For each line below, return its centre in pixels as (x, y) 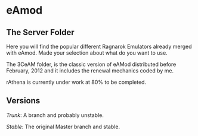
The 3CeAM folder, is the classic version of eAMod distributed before (91, 64)
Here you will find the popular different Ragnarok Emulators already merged (99, 46)
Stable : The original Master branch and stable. (63, 126)
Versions (23, 101)
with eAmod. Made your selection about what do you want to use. (87, 53)
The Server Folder (40, 32)
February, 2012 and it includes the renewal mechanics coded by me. (90, 71)
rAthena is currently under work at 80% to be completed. (76, 82)
